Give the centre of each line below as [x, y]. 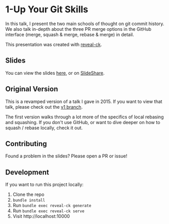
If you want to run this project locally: [44, 185]
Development [27, 172]
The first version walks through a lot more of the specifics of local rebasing [84, 117]
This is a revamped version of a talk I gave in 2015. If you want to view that [84, 101]
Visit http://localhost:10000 [41, 216]
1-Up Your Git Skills [47, 9]
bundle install [29, 200]
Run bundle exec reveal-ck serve [48, 211]
